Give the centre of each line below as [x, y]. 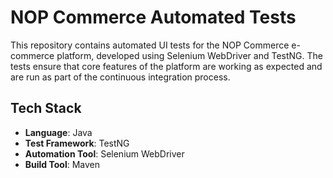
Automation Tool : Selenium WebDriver [104, 153]
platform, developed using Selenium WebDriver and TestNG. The [189, 55]
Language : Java [58, 132]
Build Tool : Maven [62, 164]
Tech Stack [46, 108]
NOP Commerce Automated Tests [153, 17]
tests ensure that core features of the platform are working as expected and [166, 66]
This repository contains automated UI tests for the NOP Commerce [150, 45]
